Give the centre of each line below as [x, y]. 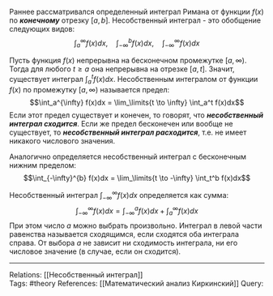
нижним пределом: [43, 165]
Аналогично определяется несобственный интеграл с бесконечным [128, 157]
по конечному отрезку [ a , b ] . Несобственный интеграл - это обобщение [135, 20]
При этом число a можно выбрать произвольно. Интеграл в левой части [136, 225]
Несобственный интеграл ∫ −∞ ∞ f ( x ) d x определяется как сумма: [119, 195]
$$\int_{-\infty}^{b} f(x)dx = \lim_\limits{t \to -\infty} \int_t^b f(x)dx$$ [137, 178]
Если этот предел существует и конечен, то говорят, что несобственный [136, 115]
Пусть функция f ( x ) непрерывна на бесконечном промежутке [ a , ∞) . [128, 61]
